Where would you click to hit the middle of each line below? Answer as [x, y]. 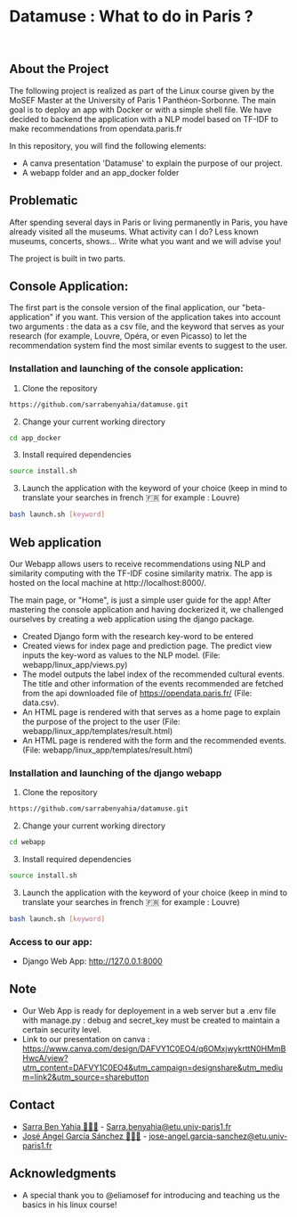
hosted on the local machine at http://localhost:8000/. [108, 582]
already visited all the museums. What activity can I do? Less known [134, 231]
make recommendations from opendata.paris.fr [96, 128]
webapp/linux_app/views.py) [75, 664]
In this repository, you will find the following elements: [108, 145]
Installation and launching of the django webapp [116, 773]
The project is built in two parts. [68, 258]
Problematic [44, 201]
